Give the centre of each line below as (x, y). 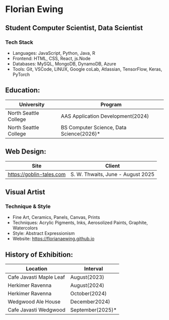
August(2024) (87, 285)
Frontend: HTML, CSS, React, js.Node (51, 58)
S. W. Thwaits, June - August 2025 (112, 174)
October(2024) (89, 294)
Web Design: (26, 152)
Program (111, 104)
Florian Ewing (34, 9)
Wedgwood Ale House (34, 302)
